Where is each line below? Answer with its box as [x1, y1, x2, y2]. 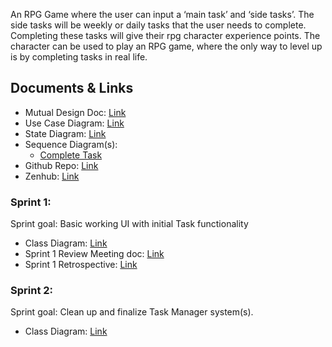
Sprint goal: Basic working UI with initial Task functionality [10, 218, 249, 230]
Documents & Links [10, 80, 134, 97]
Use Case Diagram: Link [24, 117, 125, 129]
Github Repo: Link [24, 159, 99, 171]
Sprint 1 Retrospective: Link [24, 259, 138, 271]
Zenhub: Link [24, 170, 80, 182]
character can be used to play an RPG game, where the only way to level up [10, 40, 323, 52]
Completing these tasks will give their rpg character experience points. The [10, 30, 321, 41]
